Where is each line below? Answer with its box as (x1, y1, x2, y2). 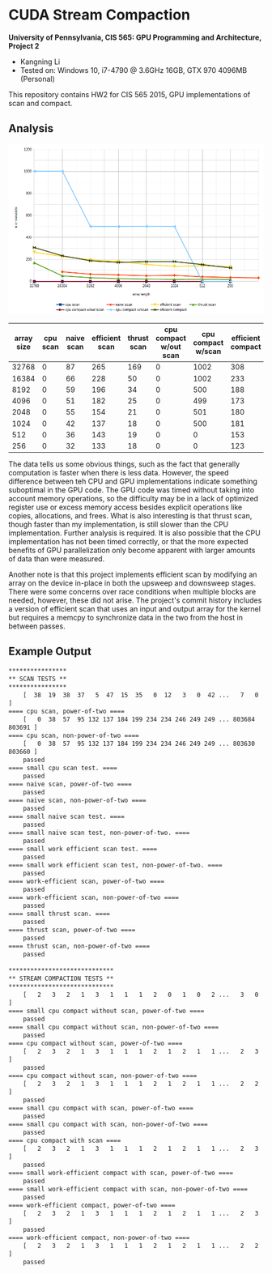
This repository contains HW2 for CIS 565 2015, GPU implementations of (8, 89, 251, 99)
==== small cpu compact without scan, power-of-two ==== (8, 1007, 205, 1016)
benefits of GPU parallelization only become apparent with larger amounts (8, 545, 256, 555)
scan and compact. (8, 98, 73, 108)
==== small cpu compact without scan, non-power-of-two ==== (8, 1023, 219, 1032)
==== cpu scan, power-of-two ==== (8, 707, 125, 716)
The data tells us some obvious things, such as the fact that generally (8, 459, 240, 469)
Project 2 (8, 40, 40, 50)
